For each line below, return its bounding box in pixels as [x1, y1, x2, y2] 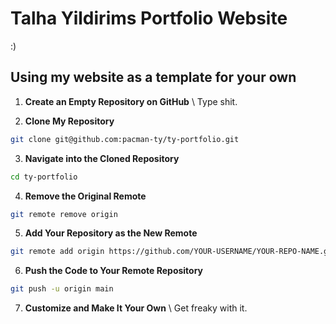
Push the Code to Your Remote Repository [24, 265, 204, 277]
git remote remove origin [10, 209, 118, 219]
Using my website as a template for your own [10, 69, 297, 86]
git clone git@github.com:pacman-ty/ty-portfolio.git [10, 134, 240, 144]
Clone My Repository [24, 115, 115, 127]
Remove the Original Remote [24, 190, 147, 202]
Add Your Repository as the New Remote [24, 227, 198, 239]
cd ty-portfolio [10, 172, 78, 182]
